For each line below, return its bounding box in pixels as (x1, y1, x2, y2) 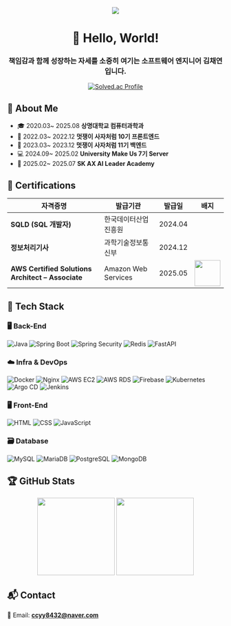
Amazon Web (104, 264, 148, 274)
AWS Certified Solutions (10, 264, 92, 274)
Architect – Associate (10, 273, 82, 282)
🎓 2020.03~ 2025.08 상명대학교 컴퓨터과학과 (16, 122, 144, 130)
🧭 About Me (7, 103, 58, 114)
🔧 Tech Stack (7, 300, 65, 312)
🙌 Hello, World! (71, 30, 159, 46)
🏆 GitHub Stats (7, 475, 76, 488)
